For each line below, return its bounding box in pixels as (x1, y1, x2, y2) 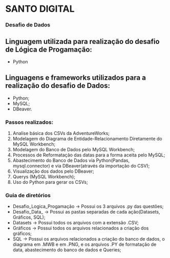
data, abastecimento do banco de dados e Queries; (12, 247, 121, 253)
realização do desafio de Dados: (5, 81, 110, 90)
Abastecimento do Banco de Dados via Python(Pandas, (12, 157, 130, 163)
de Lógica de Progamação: (5, 45, 92, 54)
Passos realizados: (5, 119, 54, 126)
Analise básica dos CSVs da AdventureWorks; (12, 130, 110, 136)
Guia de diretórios (5, 192, 51, 199)
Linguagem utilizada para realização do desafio (5, 37, 160, 46)
